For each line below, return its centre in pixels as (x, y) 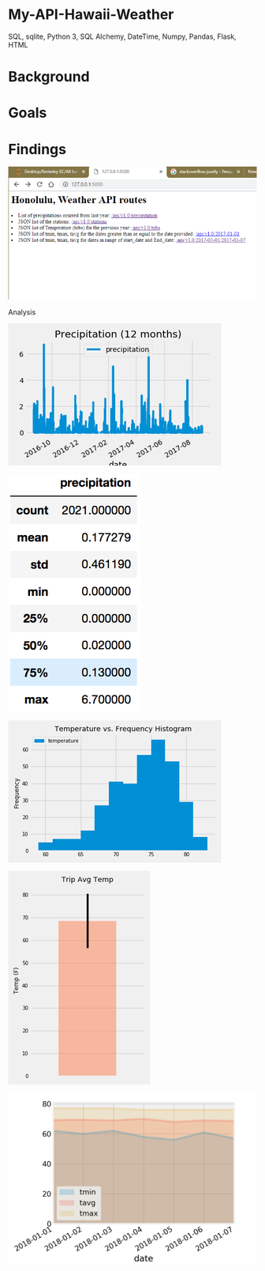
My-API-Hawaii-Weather (91, 15)
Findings (37, 149)
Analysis (22, 312)
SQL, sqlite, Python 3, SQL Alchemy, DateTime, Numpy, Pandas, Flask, (122, 36)
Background (49, 77)
